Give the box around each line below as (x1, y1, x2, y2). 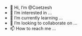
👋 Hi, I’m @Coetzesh (9, 5, 52, 10)
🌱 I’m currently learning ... (9, 15, 63, 20)
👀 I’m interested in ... (9, 10, 52, 16)
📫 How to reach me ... (9, 26, 56, 31)
